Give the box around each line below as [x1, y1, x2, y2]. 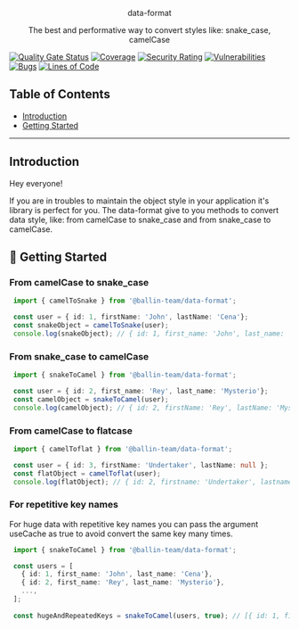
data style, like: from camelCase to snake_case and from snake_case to [9, 214, 271, 225]
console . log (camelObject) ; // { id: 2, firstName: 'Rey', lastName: [12, 403, 273, 412]
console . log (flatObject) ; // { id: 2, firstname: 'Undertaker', [12, 477, 256, 486]
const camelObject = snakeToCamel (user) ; [12, 394, 169, 404]
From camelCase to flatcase [9, 424, 133, 436]
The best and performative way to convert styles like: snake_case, [28, 25, 271, 35]
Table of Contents [9, 87, 111, 102]
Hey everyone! [9, 178, 63, 188]
